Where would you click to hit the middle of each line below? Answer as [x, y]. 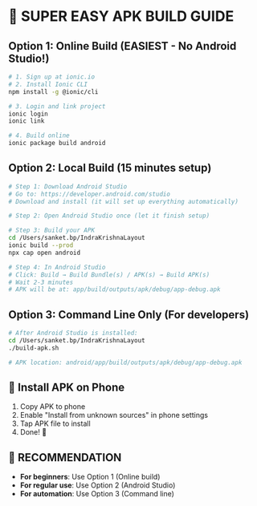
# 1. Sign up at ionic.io [51, 77]
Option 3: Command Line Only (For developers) [129, 315]
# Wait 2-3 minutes [41, 282]
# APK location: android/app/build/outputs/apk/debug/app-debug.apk [125, 362]
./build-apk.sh [34, 348]
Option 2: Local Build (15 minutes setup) [110, 168]
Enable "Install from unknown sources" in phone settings [114, 415]
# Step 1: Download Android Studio [68, 186]
